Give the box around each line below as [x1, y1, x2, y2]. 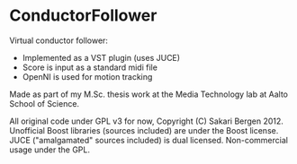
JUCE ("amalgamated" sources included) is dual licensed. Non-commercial [9, 134, 288, 145]
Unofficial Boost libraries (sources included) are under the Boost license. [9, 125, 279, 135]
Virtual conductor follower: [9, 35, 108, 46]
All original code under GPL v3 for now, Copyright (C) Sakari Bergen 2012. [9, 116, 283, 126]
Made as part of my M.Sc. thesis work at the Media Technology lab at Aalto [9, 89, 289, 99]
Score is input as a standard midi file [22, 62, 157, 73]
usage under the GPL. [9, 144, 91, 155]
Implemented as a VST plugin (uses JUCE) [22, 52, 181, 63]
